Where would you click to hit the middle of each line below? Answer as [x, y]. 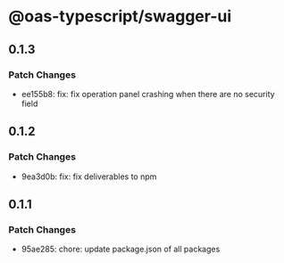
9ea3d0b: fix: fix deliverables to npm [89, 177]
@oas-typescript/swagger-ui [120, 16]
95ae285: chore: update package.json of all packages [121, 249]
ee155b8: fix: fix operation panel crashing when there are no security [148, 94]
